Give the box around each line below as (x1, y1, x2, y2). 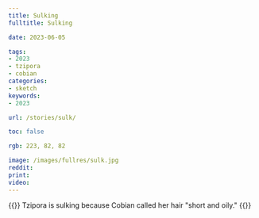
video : (8, 178, 30, 186)
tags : (8, 48, 26, 55)
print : (8, 171, 30, 179)
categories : (8, 77, 48, 85)
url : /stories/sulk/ (8, 113, 77, 121)
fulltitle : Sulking (8, 19, 73, 27)
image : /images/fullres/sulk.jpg (8, 156, 119, 165)
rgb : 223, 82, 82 (8, 142, 66, 151)
